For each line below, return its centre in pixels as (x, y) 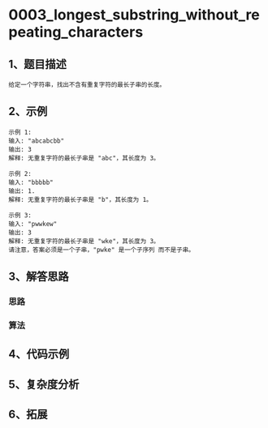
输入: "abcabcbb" (37, 141)
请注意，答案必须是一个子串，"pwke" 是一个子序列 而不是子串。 (102, 250)
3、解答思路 (39, 277)
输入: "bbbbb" (31, 182)
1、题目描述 (38, 64)
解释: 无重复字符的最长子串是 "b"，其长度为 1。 (80, 199)
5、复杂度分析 (44, 384)
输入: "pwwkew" (33, 224)
